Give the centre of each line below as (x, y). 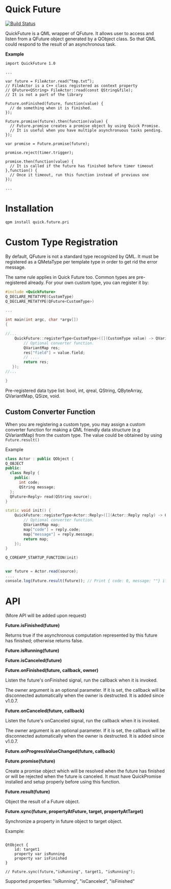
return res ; (36, 362)
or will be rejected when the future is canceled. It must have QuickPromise (83, 776)
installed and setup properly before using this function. (63, 781)
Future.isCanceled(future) (34, 660)
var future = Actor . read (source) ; (42, 571)
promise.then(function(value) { (39, 162)
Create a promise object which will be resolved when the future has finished (85, 771)
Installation (30, 209)
